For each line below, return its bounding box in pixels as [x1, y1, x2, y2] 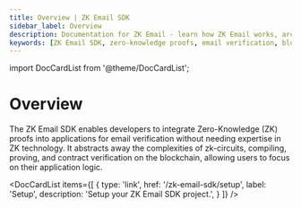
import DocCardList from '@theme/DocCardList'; [9, 63, 190, 74]
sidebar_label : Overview [9, 22, 102, 30]
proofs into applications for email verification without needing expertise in [9, 134, 281, 144]
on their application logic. [9, 162, 103, 173]
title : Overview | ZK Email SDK [9, 13, 130, 22]
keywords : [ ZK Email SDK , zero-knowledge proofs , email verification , [9, 38, 279, 48]
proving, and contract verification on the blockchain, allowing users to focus [9, 152, 290, 163]
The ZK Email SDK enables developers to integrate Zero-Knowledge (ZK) [9, 124, 278, 134]
